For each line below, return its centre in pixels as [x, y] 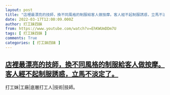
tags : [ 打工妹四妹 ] [26, 33]
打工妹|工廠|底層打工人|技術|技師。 [41, 87]
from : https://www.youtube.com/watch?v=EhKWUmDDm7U [61, 29]
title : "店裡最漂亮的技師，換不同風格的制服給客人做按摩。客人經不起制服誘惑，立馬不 [84, 15]
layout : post [19, 10]
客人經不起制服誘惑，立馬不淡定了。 [62, 74]
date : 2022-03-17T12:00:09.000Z [39, 19]
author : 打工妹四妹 [24, 24]
